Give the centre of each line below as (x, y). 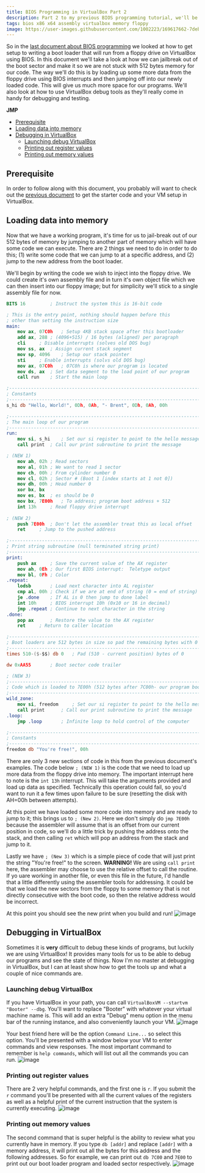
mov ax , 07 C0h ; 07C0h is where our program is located (92, 366)
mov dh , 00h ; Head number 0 (54, 484)
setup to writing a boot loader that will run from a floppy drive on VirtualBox (101, 53)
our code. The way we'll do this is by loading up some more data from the (99, 72)
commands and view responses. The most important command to (89, 1047)
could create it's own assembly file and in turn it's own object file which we (101, 279)
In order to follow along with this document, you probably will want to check (102, 188)
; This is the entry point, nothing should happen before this (88, 315)
